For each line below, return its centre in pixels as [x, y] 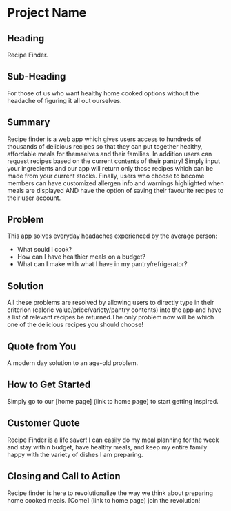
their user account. [34, 198]
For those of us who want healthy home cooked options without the [103, 93]
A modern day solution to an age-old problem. [73, 363]
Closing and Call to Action [64, 476]
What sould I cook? [44, 250]
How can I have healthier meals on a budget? [81, 257]
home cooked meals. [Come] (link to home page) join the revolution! [104, 500]
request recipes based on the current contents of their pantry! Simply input [114, 161]
